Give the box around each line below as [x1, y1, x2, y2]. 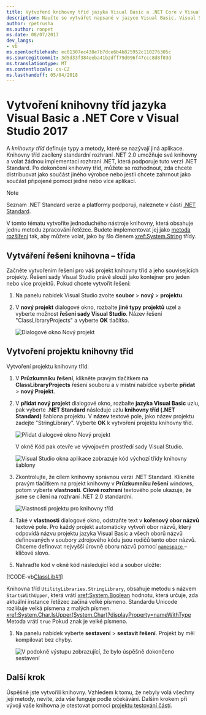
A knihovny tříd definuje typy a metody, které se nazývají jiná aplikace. [6, 145, 184, 152]
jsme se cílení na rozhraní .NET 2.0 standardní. [15, 493, 133, 500]
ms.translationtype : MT [6, 60, 67, 66]
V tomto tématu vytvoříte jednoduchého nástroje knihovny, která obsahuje [6, 219, 194, 227]
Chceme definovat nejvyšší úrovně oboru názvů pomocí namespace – [15, 542, 188, 550]
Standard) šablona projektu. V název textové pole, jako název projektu [15, 412, 194, 420]
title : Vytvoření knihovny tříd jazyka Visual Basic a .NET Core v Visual [6, 9, 202, 15]
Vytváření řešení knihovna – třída [6, 250, 136, 261]
